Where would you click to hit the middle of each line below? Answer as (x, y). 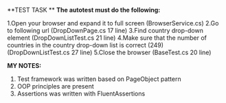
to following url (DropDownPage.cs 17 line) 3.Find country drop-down (105, 31)
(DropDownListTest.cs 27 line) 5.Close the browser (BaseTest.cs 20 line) (109, 52)
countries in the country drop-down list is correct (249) (85, 45)
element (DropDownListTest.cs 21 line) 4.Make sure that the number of (107, 38)
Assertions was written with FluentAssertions (81, 93)
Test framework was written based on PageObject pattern (99, 79)
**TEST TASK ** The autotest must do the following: (84, 10)
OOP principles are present (55, 86)
